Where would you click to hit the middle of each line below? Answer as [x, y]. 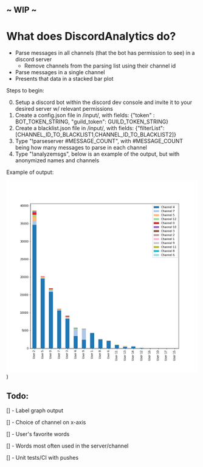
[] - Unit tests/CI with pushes [43, 458]
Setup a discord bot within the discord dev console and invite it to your [104, 102]
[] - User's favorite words [38, 434]
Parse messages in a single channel [60, 72]
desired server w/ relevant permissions [64, 109]
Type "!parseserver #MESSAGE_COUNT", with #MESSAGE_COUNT [99, 141]
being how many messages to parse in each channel [81, 148]
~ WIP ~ [22, 10]
